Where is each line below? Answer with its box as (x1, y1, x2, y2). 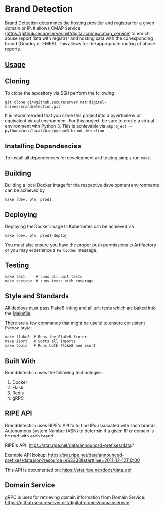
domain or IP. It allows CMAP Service (5, 25, 81, 31)
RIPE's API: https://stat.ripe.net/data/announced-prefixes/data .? (5, 442, 134, 448)
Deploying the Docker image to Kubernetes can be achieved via (5, 223, 134, 229)
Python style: (5, 325, 32, 331)
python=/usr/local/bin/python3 (5, 128, 69, 134)
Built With (5, 357, 36, 365)
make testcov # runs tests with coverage (5, 279, 94, 284)
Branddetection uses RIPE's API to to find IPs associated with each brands (5, 422, 156, 428)
